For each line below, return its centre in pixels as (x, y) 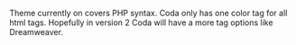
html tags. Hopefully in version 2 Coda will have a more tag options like (141, 22)
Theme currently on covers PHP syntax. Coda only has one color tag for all (148, 13)
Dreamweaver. (36, 32)
